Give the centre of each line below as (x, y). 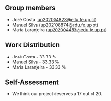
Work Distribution (32, 45)
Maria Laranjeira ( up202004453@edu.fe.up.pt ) (59, 30)
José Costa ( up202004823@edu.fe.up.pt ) (55, 19)
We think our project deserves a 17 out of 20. (57, 94)
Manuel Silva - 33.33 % (36, 62)
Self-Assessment (32, 82)
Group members (30, 8)
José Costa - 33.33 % (34, 57)
